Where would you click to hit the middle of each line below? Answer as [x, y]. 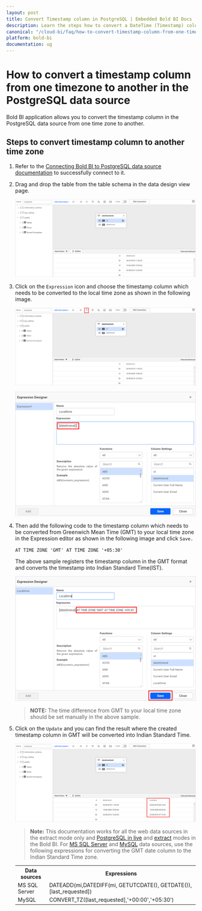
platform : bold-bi [29, 38]
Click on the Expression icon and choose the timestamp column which [102, 286]
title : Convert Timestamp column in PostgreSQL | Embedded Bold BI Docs [99, 19]
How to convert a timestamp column [99, 75]
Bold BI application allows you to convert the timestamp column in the [93, 117]
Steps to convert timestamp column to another [96, 142]
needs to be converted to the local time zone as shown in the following [103, 293]
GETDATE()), [176, 885]
